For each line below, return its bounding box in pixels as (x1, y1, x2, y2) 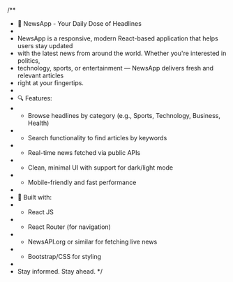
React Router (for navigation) (27, 223, 112, 231)
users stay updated (17, 42, 73, 50)
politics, (17, 57, 40, 65)
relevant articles (17, 71, 64, 80)
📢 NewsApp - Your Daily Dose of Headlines (17, 20, 142, 27)
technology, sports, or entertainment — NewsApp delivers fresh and (17, 64, 214, 72)
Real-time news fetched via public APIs (27, 149, 141, 156)
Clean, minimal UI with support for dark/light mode (27, 163, 173, 172)
